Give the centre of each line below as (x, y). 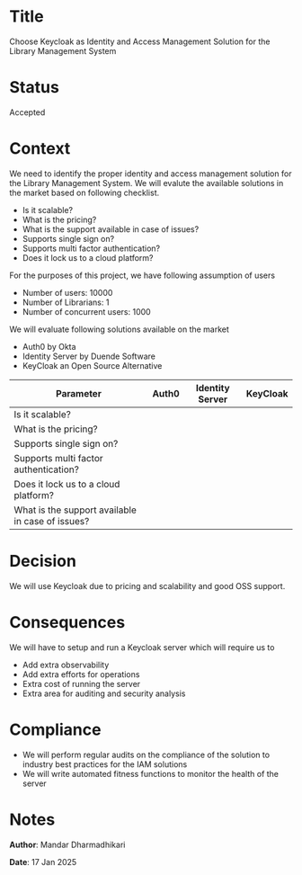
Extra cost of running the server (81, 683)
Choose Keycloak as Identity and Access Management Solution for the (140, 41)
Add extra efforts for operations (81, 674)
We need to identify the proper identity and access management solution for (151, 174)
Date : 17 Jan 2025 (43, 862)
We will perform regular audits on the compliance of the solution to (146, 754)
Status (35, 88)
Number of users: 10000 (67, 292)
